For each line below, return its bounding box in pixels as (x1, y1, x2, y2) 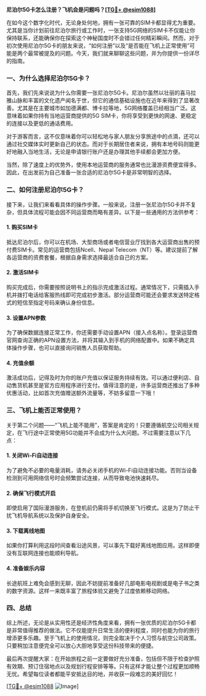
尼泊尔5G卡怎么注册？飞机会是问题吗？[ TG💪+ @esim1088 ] (6, 6, 156, 13)
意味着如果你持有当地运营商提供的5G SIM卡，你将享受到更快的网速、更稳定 (6, 112, 197, 119)
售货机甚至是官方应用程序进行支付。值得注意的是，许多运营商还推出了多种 (11, 382, 200, 389)
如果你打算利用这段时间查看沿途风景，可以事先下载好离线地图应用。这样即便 (6, 542, 200, 549)
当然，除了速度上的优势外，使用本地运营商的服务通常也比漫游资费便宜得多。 (6, 161, 200, 168)
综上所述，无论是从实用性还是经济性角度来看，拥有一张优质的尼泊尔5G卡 (6, 619, 191, 626)
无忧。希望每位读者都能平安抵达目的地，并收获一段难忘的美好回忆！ (6, 670, 178, 678)
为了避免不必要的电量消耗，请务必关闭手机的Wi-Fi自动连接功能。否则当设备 (6, 466, 197, 474)
